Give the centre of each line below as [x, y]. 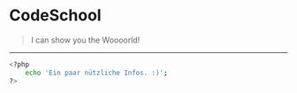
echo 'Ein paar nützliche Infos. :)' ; [96, 73]
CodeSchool [55, 15]
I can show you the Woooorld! [85, 40]
